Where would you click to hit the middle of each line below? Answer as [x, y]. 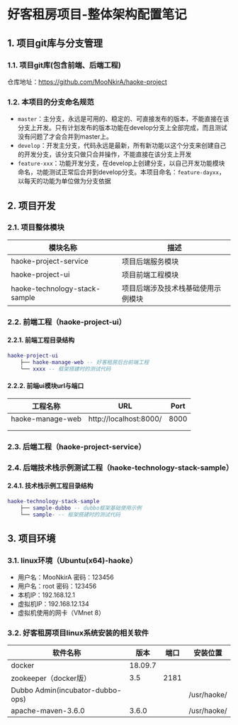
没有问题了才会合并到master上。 [65, 136]
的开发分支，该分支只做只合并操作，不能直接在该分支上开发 [104, 154]
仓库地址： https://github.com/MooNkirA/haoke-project [87, 82]
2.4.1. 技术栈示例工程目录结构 [50, 486]
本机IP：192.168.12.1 [46, 595]
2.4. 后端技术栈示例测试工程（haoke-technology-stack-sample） [120, 468]
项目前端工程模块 [150, 274]
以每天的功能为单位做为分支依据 [64, 181]
